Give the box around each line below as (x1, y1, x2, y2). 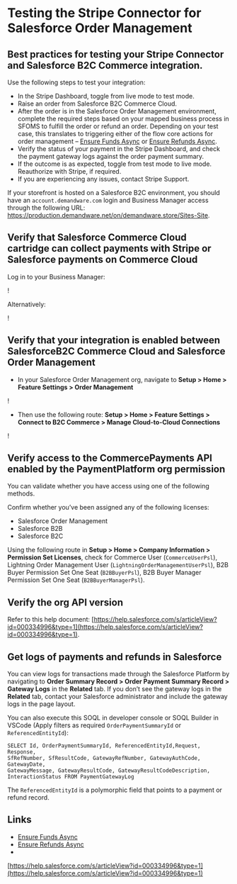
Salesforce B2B (17, 525, 63, 533)
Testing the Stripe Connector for (7, 5, 202, 21)
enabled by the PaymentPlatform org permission (7, 463, 226, 476)
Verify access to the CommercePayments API (7, 452, 212, 464)
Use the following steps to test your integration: (7, 78, 146, 86)
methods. (7, 489, 35, 498)
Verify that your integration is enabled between (7, 335, 221, 347)
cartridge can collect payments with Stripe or (7, 242, 212, 254)
